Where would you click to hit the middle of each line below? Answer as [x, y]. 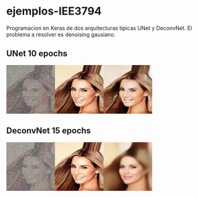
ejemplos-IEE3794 [54, 11]
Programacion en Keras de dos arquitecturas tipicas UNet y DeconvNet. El [99, 28]
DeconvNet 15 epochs [49, 131]
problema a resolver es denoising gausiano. [61, 34]
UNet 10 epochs [37, 54]
